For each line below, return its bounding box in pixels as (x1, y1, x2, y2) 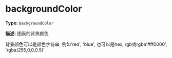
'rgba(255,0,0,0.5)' (5, 47, 45, 53)
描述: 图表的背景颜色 (5, 30, 49, 36)
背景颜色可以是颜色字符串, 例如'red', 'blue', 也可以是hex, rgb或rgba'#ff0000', (5, 41, 167, 47)
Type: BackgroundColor (5, 20, 54, 26)
